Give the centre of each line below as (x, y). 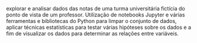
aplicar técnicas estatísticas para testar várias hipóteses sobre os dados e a (98, 27)
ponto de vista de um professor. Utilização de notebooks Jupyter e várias (96, 15)
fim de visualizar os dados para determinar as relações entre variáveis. (93, 34)
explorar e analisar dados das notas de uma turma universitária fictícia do (96, 9)
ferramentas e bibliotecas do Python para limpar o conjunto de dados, (91, 21)
